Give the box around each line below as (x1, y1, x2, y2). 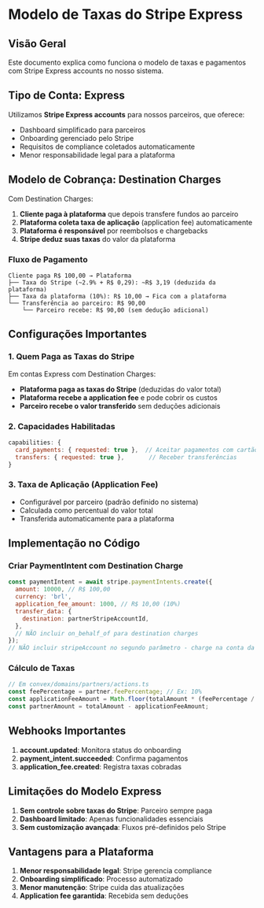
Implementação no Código (8, 537, 141, 550)
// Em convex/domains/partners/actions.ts (8, 680, 149, 688)
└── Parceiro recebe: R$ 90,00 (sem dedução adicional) (22, 306, 210, 314)
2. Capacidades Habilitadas (8, 421, 115, 432)
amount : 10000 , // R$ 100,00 (15, 585, 111, 594)
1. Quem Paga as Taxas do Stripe (8, 351, 135, 362)
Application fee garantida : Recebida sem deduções (19, 891, 189, 901)
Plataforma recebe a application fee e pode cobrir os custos (19, 392, 218, 402)
